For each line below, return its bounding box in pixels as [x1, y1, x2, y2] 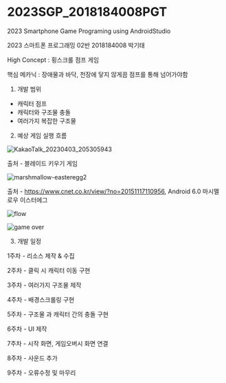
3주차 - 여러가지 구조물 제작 [7, 281, 82, 289]
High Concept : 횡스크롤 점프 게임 [7, 56, 100, 64]
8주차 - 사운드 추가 [7, 353, 58, 362]
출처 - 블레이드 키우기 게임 [7, 159, 78, 167]
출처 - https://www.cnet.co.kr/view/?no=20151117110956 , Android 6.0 [7, 187, 201, 195]
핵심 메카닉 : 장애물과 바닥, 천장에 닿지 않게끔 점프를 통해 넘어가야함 [7, 70, 188, 78]
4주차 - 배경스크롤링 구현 [7, 295, 75, 303]
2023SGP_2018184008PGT [7, 4, 168, 20]
